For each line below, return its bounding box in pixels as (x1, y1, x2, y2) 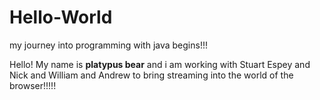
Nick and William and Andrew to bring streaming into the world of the (9, 69, 294, 81)
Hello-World (9, 6, 113, 29)
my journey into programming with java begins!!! (9, 39, 208, 51)
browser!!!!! (9, 79, 57, 91)
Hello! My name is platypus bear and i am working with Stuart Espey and (9, 58, 311, 70)
